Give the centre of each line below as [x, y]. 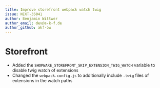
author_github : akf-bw [28, 28]
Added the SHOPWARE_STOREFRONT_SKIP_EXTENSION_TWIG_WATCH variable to [83, 65]
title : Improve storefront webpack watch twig [53, 9]
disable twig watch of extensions [45, 70]
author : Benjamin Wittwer [31, 18]
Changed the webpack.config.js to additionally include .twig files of [80, 75]
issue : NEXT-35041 [24, 14]
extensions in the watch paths [42, 81]
